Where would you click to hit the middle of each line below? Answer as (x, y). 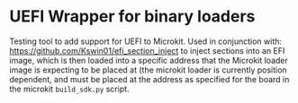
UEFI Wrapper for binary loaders (132, 17)
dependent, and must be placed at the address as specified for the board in (149, 79)
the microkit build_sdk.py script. (69, 89)
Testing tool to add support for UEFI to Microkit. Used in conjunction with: (145, 41)
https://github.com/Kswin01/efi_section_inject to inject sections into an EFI (147, 50)
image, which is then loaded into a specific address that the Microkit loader (149, 60)
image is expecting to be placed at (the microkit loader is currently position (148, 70)
